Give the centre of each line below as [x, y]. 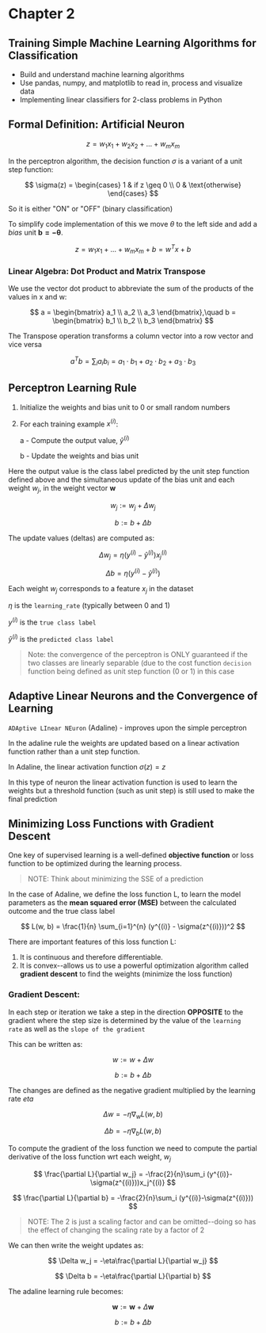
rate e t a [21, 1098]
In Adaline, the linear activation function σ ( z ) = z [87, 766]
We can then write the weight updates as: [76, 1246]
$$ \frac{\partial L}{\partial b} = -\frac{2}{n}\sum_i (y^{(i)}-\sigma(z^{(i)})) [133, 1198]
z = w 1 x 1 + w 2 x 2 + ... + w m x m [133, 145]
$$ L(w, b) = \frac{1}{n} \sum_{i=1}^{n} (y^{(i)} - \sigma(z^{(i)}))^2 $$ [133, 926]
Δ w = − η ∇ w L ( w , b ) [133, 1115]
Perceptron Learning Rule [72, 388]
